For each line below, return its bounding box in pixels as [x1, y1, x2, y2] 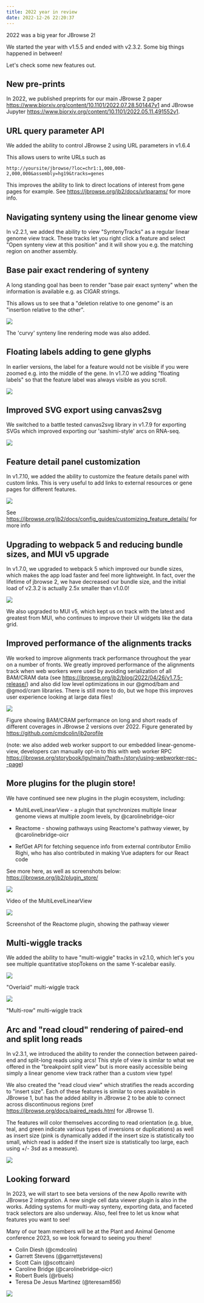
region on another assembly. [6, 247, 78, 254]
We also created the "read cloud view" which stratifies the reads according [6, 1081, 194, 1089]
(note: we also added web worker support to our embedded [6, 741, 156, 749]
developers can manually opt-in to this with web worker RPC [20, 747, 172, 755]
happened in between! [6, 49, 63, 57]
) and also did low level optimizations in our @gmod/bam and [26, 680, 180, 688]
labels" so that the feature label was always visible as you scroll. [6, 376, 167, 383]
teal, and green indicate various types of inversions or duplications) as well [6, 1125, 194, 1133]
